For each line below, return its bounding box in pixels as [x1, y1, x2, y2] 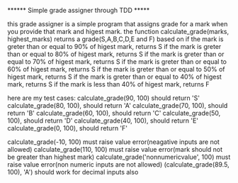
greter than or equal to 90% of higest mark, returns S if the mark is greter [7, 43, 222, 50]
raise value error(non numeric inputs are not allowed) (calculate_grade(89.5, [7, 160, 229, 169]
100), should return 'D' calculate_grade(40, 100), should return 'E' [7, 116, 199, 125]
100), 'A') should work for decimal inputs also [7, 168, 139, 176]
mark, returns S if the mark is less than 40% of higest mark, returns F [7, 80, 210, 88]
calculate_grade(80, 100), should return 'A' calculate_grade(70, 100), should [7, 101, 228, 109]
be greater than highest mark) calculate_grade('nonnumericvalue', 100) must [7, 152, 231, 161]
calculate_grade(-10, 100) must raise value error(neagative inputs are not [7, 138, 220, 146]
